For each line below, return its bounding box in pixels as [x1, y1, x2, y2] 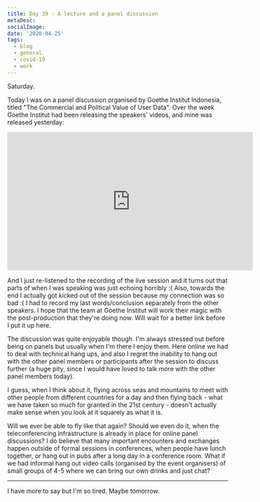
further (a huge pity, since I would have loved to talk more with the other [7, 364, 216, 373]
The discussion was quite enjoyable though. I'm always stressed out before [7, 335, 225, 343]
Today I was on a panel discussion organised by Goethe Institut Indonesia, [7, 96, 222, 104]
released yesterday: [7, 117, 64, 127]
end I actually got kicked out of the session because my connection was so [7, 291, 224, 300]
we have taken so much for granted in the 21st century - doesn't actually [7, 400, 217, 408]
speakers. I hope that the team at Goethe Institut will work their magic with [7, 306, 222, 314]
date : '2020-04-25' [7, 30, 64, 37]
